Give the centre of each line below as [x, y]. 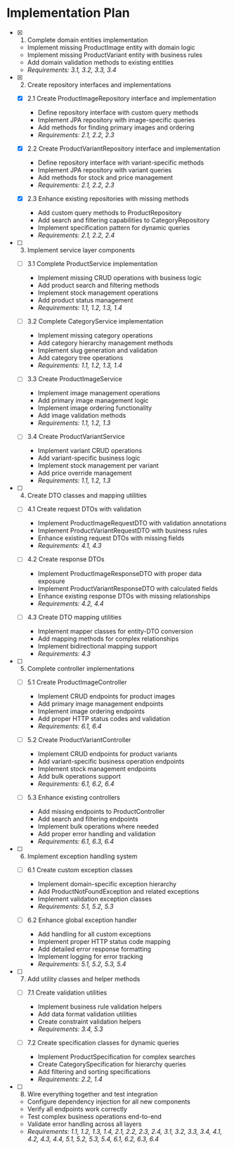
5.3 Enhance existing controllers [74, 797]
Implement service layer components [81, 250]
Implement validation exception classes [95, 899]
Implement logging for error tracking [90, 956]
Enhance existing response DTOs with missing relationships [124, 596]
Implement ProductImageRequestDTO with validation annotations [132, 523]
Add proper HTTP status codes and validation [104, 718]
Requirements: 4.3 [64, 653]
